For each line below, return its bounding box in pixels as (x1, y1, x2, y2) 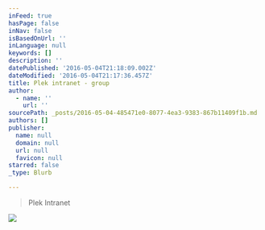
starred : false (8, 162, 60, 170)
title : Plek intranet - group (8, 79, 110, 87)
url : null (15, 146, 48, 154)
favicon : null (15, 154, 63, 162)
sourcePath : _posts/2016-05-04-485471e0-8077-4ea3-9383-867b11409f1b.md (8, 109, 258, 117)
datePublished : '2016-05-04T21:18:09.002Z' (8, 64, 157, 72)
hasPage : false (8, 19, 60, 27)
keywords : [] (8, 49, 52, 57)
